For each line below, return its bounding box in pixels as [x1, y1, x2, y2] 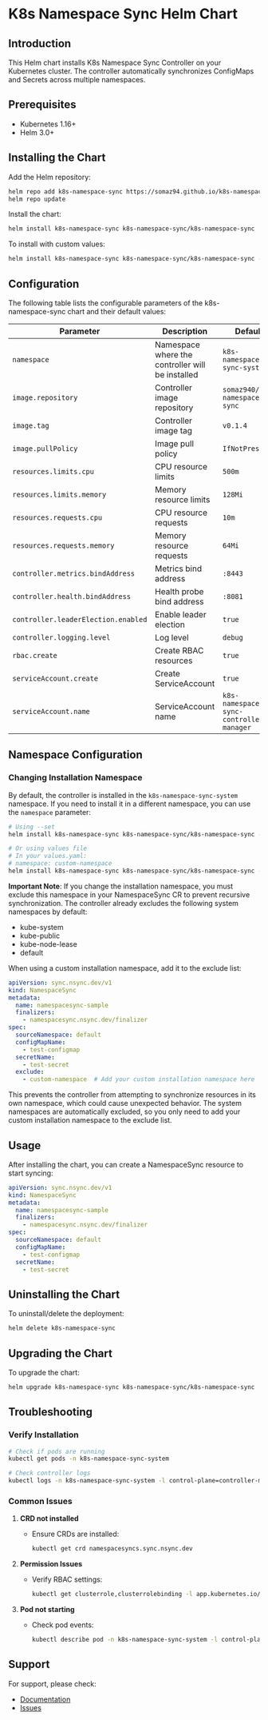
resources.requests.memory [12, 541, 115, 550]
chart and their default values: [67, 306, 166, 316]
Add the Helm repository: [8, 172, 92, 182]
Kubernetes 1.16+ [19, 119, 77, 129]
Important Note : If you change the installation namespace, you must [8, 881, 234, 891]
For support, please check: [8, 1678, 97, 1688]
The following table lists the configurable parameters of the [8, 297, 203, 308]
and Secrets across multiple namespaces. [8, 75, 146, 84]
